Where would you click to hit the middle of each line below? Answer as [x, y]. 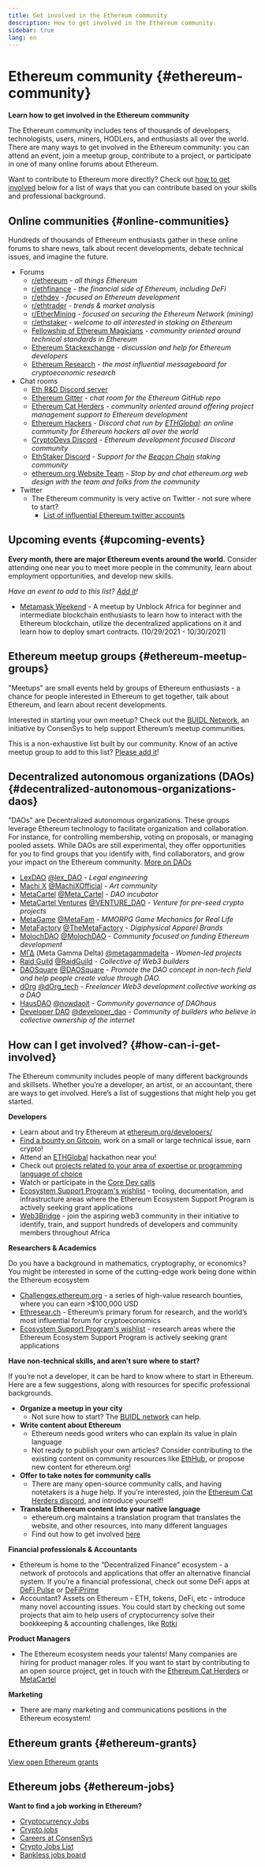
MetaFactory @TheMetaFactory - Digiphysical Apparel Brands [121, 928]
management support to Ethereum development [109, 414]
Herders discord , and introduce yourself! [97, 1501]
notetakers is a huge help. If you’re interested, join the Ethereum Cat [142, 1492]
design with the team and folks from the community [116, 482]
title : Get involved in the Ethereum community [88, 15]
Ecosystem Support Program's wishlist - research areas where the [127, 1329]
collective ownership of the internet [77, 1020]
